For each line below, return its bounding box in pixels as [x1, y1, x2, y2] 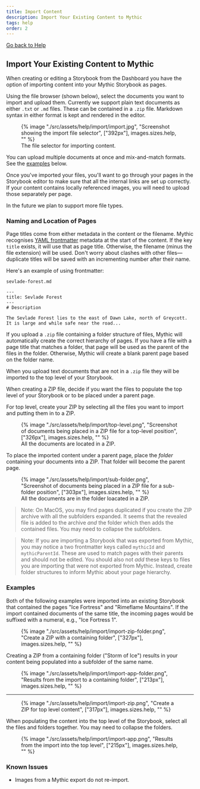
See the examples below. [6, 160, 68, 167]
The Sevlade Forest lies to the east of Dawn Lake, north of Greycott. [6, 315, 187, 322]
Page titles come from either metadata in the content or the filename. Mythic [6, 230, 193, 238]
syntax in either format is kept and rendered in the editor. [6, 111, 146, 119]
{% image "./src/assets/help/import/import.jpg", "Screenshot [21, 123, 170, 130]
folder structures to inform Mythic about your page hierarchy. [20, 569, 171, 576]
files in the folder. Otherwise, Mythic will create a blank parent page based [6, 350, 189, 357]
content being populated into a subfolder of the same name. [6, 658, 154, 665]
